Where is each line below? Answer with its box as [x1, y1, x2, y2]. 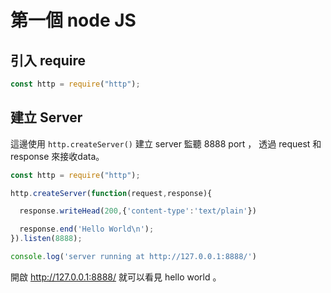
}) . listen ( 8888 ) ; [10, 234, 83, 244]
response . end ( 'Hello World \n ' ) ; [19, 224, 155, 235]
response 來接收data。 [10, 150, 105, 162]
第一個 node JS [10, 9, 137, 32]
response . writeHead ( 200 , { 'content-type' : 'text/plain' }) [19, 206, 257, 216]
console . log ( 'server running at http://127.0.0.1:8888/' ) [10, 252, 257, 262]
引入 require [10, 52, 87, 69]
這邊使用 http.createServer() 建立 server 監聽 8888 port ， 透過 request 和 [10, 137, 322, 150]
